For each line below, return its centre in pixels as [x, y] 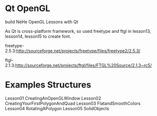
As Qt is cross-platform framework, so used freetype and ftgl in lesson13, [78, 31]
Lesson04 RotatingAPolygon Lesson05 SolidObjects [57, 108]
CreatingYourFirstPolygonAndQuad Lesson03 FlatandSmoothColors [73, 103]
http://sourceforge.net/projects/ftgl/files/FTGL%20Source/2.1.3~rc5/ [84, 65]
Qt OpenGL [28, 8]
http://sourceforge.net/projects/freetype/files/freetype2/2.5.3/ [78, 51]
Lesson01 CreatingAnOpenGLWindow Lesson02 [53, 98]
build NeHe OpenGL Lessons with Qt [42, 22]
